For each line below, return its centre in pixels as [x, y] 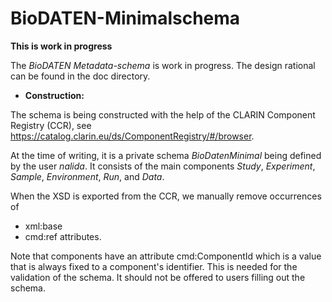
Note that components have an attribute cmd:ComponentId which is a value [166, 256]
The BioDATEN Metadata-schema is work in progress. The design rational [163, 65]
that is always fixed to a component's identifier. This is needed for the [154, 266]
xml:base [43, 226]
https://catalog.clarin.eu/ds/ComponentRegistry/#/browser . [132, 136]
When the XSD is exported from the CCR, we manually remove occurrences [166, 196]
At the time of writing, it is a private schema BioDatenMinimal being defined [166, 155]
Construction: [54, 95]
